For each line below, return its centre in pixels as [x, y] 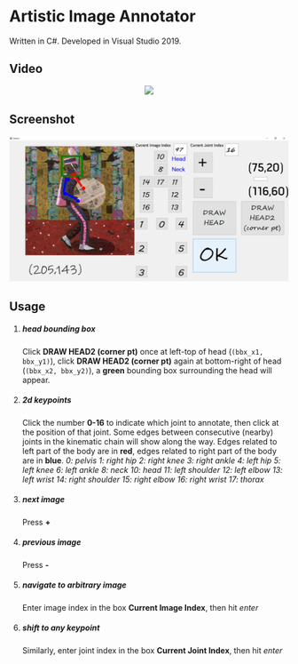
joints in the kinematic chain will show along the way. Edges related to [149, 441]
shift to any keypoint [61, 628]
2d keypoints [47, 400]
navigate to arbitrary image [74, 585]
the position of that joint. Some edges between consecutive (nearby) [148, 432]
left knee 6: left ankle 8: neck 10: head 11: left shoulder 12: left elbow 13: [153, 469]
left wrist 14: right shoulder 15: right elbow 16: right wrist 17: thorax [143, 479]
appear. [36, 380]
